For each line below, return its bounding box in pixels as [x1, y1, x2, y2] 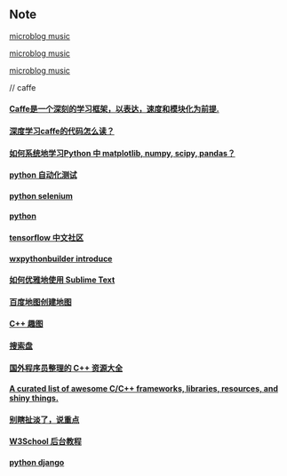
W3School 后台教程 [9, 436, 82, 447]
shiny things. [9, 393, 60, 403]
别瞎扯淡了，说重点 [9, 414, 80, 424]
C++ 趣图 [9, 319, 44, 329]
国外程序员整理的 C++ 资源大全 [9, 362, 123, 373]
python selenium [9, 190, 74, 201]
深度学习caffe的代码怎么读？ [9, 126, 116, 136]
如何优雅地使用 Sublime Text [9, 274, 116, 285]
